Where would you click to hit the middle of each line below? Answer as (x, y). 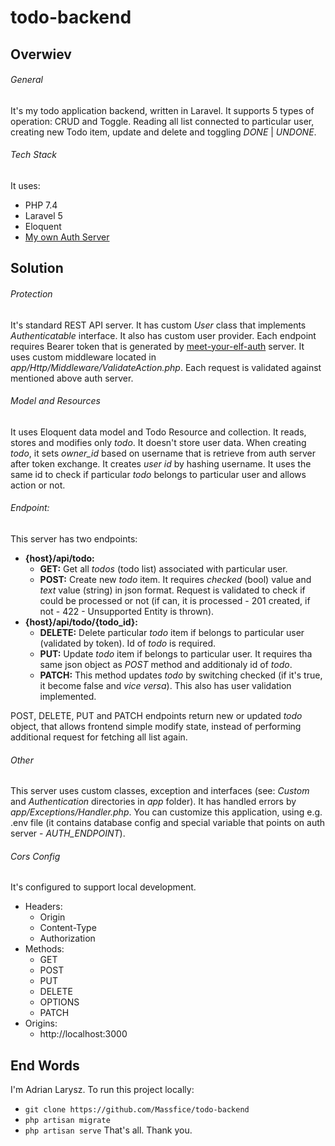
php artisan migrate (67, 1121)
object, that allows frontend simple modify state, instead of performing (156, 726)
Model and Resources (55, 401)
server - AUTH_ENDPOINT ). (68, 833)
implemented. (68, 696)
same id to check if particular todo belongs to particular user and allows (158, 474)
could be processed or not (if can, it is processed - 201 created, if (175, 600)
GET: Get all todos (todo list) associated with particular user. (163, 568)
